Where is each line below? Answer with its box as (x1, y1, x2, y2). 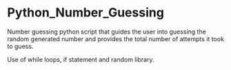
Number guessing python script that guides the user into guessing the (7, 27, 207, 36)
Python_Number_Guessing (7, 5, 164, 21)
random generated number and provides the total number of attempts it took (7, 34, 224, 43)
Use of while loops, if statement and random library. (7, 55, 154, 63)
